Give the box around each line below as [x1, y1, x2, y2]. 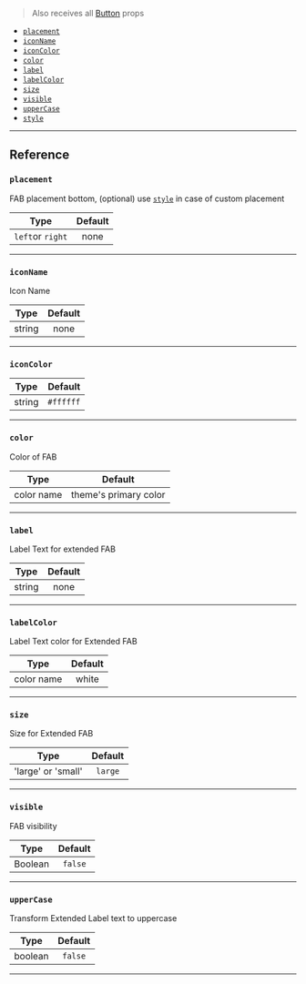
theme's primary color [71, 488, 166, 501]
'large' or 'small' [14, 765, 84, 777]
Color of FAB [9, 451, 57, 462]
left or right [14, 229, 68, 242]
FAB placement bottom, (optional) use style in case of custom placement [9, 193, 285, 204]
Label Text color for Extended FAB [9, 636, 138, 647]
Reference [9, 147, 70, 163]
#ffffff [47, 397, 81, 408]
